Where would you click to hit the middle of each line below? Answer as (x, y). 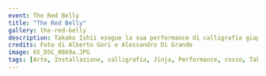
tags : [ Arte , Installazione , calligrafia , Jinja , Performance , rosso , (127, 60)
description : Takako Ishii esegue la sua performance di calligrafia (125, 38)
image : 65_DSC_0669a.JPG (49, 52)
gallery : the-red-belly (47, 30)
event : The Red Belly (44, 15)
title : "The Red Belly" (47, 23)
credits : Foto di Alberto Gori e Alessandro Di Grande (101, 45)
